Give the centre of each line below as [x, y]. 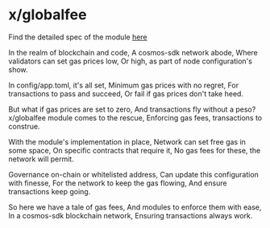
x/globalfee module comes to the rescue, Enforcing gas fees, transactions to [135, 117]
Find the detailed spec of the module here [78, 37]
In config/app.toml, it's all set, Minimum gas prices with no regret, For [124, 85]
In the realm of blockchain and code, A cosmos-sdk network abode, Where [133, 52]
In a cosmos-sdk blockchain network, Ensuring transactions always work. [131, 215]
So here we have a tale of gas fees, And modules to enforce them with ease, [135, 207]
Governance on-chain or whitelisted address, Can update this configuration [134, 174]
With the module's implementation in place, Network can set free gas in [127, 141]
